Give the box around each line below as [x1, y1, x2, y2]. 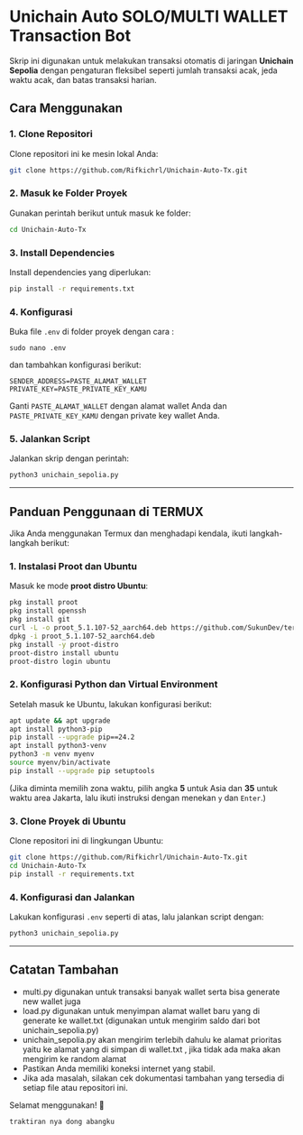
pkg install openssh [9, 606, 87, 615]
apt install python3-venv [9, 742, 106, 751]
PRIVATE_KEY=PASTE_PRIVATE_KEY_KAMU [9, 385, 147, 394]
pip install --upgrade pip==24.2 [9, 733, 135, 742]
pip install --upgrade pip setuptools [9, 766, 155, 775]
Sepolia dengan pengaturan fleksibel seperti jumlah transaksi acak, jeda [9, 65, 278, 76]
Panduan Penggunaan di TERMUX [9, 503, 205, 520]
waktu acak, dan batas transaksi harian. [9, 74, 158, 85]
